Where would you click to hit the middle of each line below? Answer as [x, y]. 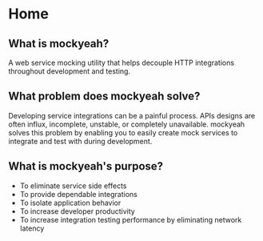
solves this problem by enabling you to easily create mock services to [123, 132]
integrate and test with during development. [80, 141]
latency [32, 228]
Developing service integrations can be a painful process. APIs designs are [132, 115]
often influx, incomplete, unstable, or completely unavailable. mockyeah [127, 124]
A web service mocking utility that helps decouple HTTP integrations [121, 62]
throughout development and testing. [69, 71]
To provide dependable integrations [78, 194]
